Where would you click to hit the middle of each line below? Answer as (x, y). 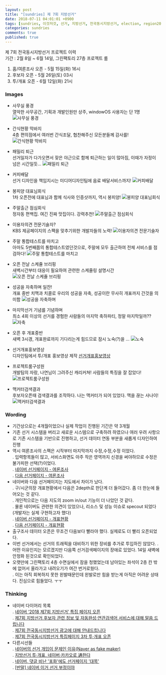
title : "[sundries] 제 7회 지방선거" (41, 14)
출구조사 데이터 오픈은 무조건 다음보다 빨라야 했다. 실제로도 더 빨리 (76, 531)
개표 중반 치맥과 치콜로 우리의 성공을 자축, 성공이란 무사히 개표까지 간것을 (83, 293)
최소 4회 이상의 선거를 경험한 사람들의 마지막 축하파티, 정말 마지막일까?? (82, 316)
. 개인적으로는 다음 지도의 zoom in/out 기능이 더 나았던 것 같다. (73, 500)
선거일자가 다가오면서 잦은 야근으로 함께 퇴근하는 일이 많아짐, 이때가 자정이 (84, 158)
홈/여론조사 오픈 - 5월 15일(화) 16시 (46, 69)
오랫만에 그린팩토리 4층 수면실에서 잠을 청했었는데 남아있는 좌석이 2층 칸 (82, 562)
